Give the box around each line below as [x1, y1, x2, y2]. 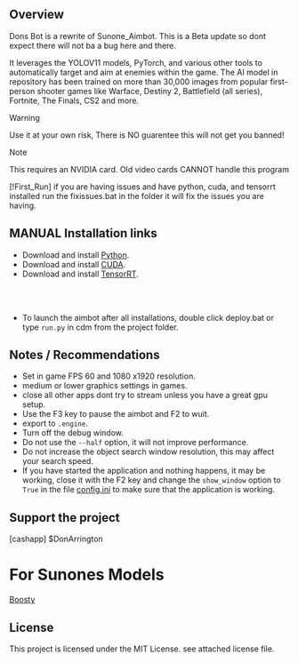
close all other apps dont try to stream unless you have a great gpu [21, 390, 269, 401]
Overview [9, 7, 65, 22]
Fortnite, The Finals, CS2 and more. [9, 95, 140, 106]
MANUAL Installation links [9, 226, 157, 241]
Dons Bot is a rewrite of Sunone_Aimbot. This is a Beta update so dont [9, 30, 267, 41]
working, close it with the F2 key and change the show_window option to [21, 475, 282, 485]
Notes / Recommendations [9, 347, 160, 363]
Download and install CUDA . [21, 259, 126, 269]
